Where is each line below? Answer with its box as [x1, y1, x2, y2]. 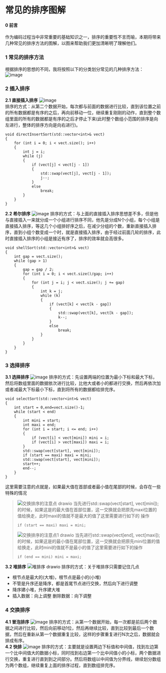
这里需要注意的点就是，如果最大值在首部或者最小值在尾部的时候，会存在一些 [5, 484, 161, 490]
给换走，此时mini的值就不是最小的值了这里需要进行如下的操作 [17, 545, 143, 551]
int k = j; [40, 289, 63, 294]
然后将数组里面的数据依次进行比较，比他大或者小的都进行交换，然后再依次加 [5, 380, 161, 386]
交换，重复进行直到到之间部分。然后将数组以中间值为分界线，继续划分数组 [9, 656, 161, 662]
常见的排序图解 [5, 4, 66, 16]
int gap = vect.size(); [14, 254, 63, 259]
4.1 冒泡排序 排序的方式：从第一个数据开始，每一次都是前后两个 [5, 618, 153, 625]
